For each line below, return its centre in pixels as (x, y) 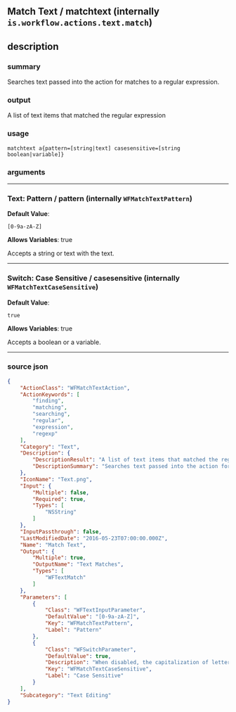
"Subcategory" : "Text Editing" (66, 695)
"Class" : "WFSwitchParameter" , (91, 649)
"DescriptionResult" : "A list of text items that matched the (125, 460)
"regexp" (45, 433)
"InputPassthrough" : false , (61, 532)
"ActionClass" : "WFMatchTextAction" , (75, 388)
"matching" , (50, 407)
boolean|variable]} (36, 154)
